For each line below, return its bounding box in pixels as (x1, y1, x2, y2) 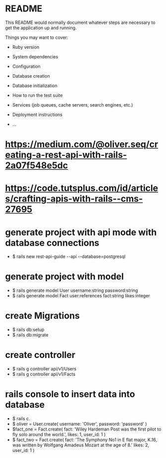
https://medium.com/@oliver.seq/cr (5, 139, 159, 150)
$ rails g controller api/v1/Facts (12, 371, 76, 377)
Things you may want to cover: (5, 34, 68, 40)
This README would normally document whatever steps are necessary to (5, 19, 156, 25)
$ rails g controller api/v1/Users (12, 366, 77, 372)
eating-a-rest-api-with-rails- (5, 149, 127, 161)
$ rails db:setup (12, 327, 45, 333)
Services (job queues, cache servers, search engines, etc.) (12, 102, 133, 108)
